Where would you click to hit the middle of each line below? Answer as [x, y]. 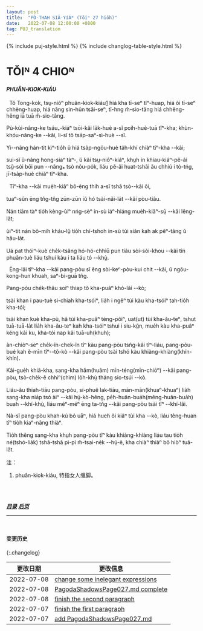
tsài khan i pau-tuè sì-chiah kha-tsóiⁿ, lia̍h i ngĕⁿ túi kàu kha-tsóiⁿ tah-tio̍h [98, 300]
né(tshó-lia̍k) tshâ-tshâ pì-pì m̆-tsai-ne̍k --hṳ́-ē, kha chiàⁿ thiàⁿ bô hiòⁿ [94, 442]
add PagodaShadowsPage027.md [103, 618]
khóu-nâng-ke [24, 135]
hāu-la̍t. [16, 238]
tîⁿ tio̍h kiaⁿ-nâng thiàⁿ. [35, 422]
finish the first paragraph [89, 609]
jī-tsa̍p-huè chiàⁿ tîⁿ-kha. [37, 174]
